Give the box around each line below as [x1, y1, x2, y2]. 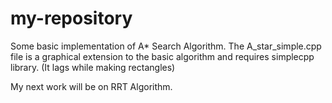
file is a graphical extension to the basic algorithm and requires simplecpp [10, 50, 315, 62]
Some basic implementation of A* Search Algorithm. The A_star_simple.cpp [10, 40, 322, 52]
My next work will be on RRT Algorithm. [10, 80, 173, 92]
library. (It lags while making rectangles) [10, 61, 176, 73]
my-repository [10, 7, 133, 30]
